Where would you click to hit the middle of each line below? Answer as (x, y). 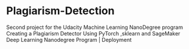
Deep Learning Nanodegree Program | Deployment (69, 40)
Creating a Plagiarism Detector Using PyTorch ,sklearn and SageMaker (93, 33)
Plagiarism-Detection (60, 11)
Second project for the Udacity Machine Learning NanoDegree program (95, 27)
